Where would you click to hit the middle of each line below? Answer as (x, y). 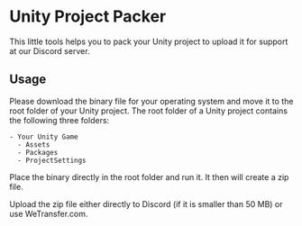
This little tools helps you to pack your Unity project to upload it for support (149, 41)
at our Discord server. (50, 50)
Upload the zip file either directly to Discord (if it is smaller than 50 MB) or (146, 203)
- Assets (34, 145)
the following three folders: (59, 120)
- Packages (38, 152)
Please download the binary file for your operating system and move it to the (151, 101)
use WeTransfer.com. (49, 213)
